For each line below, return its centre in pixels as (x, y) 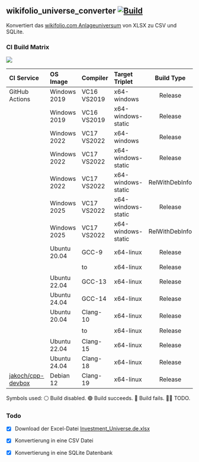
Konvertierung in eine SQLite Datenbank (64, 452)
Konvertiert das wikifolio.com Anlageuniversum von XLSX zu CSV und (92, 25)
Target (123, 74)
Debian (60, 376)
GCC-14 (94, 299)
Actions (20, 99)
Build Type (170, 78)
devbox (20, 383)
